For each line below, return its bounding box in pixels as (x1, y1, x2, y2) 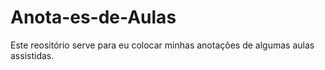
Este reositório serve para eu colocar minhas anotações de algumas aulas (10, 39, 315, 51)
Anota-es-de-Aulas (10, 6, 177, 29)
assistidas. (10, 49, 55, 61)
